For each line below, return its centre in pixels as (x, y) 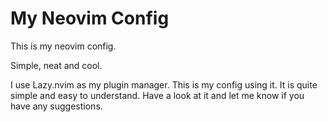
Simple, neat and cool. (56, 65)
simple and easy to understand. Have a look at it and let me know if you (157, 95)
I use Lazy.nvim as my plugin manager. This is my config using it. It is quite (164, 84)
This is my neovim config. (63, 46)
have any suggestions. (56, 106)
